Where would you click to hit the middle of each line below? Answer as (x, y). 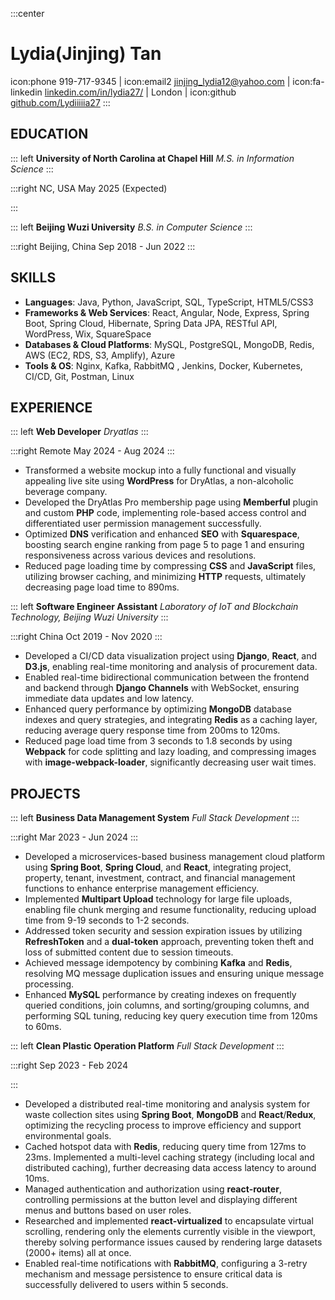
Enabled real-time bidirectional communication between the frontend (167, 677)
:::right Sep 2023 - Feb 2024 (69, 1065)
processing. (49, 984)
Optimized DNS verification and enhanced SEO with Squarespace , (162, 534)
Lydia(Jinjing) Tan (86, 54)
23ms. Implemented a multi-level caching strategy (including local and (169, 1157)
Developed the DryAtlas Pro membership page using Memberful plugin (171, 502)
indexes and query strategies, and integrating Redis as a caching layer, (171, 720)
